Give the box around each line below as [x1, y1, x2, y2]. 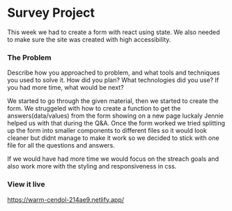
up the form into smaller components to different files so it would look [7, 127, 207, 135]
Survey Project [7, 5, 95, 21]
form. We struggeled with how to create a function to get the [7, 104, 181, 113]
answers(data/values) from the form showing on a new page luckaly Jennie [7, 111, 224, 120]
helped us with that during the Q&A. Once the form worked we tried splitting [7, 119, 225, 127]
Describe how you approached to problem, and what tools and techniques [7, 68, 220, 77]
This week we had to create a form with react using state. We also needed [7, 28, 221, 36]
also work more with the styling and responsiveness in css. [7, 162, 177, 171]
